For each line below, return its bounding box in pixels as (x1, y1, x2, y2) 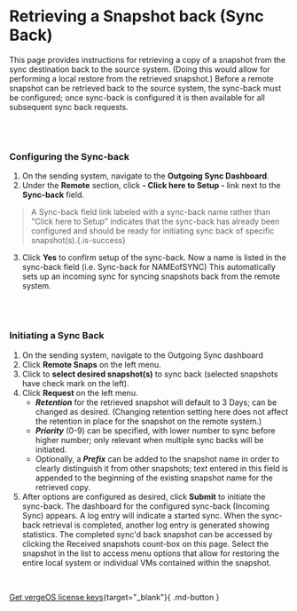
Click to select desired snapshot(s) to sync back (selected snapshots (21, 369, 278, 379)
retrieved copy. (35, 481, 91, 492)
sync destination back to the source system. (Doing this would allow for (9, 64, 270, 75)
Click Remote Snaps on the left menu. (21, 359, 161, 369)
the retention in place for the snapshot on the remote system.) (35, 416, 262, 426)
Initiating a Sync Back (9, 329, 105, 342)
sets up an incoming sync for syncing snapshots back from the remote (21, 271, 281, 282)
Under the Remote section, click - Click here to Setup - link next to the (21, 180, 281, 191)
